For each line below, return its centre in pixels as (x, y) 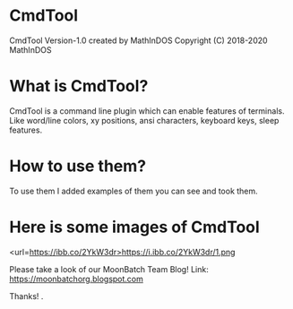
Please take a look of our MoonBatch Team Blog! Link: (109, 269)
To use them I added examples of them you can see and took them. (134, 191)
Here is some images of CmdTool (134, 227)
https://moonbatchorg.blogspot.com (76, 279)
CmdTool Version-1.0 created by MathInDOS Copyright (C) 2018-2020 (138, 40)
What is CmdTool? (79, 86)
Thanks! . (26, 296)
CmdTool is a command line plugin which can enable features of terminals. (147, 111)
